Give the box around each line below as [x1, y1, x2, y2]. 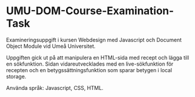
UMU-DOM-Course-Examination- [6, 4, 174, 18]
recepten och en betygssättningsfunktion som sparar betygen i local [6, 66, 173, 73]
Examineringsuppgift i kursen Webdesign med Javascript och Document [6, 36, 182, 43]
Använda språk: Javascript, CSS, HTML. [6, 84, 104, 91]
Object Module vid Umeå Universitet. [6, 43, 96, 50]
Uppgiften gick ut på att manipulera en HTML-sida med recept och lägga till [6, 54, 190, 61]
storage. [6, 73, 27, 80]
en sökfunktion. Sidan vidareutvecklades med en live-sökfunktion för [6, 60, 174, 67]
